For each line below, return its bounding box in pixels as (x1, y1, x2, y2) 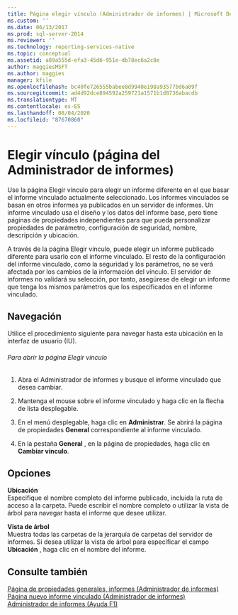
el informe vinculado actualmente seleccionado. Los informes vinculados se (7, 193, 229, 201)
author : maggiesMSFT (7, 63, 69, 70)
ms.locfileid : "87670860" (7, 116, 84, 123)
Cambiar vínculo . (17, 446, 69, 455)
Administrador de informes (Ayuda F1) (7, 600, 118, 609)
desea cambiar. (17, 383, 63, 391)
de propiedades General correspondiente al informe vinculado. (17, 425, 202, 434)
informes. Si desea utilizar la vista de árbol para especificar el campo (7, 538, 209, 546)
